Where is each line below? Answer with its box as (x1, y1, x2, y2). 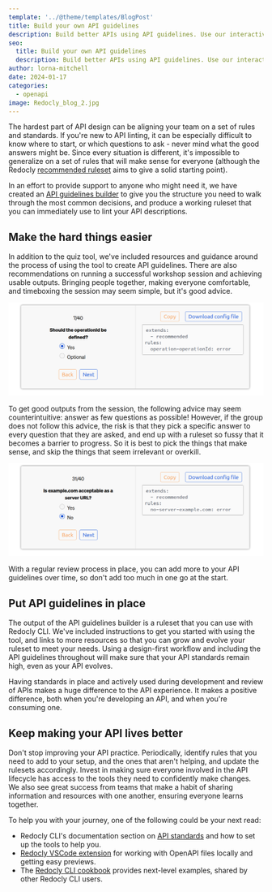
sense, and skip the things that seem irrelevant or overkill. (8, 446, 202, 456)
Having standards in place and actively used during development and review (8, 677, 264, 687)
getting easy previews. (19, 856, 96, 866)
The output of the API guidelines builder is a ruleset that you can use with (8, 618, 253, 628)
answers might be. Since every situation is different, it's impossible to (8, 148, 240, 157)
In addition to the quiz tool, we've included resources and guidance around (8, 252, 258, 261)
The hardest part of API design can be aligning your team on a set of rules (8, 122, 256, 131)
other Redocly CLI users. (19, 873, 103, 884)
